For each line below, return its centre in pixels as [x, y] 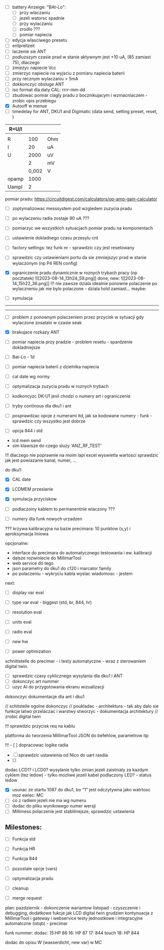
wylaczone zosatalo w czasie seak [47, 322]
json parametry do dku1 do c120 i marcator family [62, 568]
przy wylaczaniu [36, 24]
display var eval [28, 593]
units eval [22, 622]
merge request [27, 898]
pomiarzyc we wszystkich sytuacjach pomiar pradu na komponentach [82, 228]
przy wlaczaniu [35, 13]
